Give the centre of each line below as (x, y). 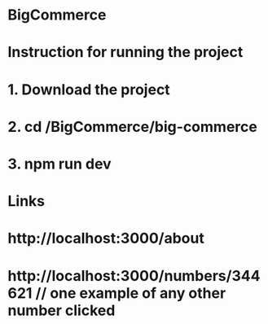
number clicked (62, 310)
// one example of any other (131, 293)
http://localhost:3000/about (106, 239)
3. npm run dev (59, 164)
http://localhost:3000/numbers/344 (134, 276)
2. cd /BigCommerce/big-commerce (132, 127)
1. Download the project (89, 89)
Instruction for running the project (125, 53)
